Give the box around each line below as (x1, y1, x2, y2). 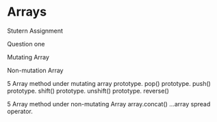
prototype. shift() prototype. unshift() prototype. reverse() (7, 87, 170, 95)
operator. (7, 107, 33, 115)
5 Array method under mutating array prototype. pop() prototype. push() (7, 79, 211, 87)
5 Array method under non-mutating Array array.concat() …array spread (7, 100, 211, 108)
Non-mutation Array (7, 66, 64, 74)
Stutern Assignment (7, 27, 64, 35)
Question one (7, 40, 45, 48)
